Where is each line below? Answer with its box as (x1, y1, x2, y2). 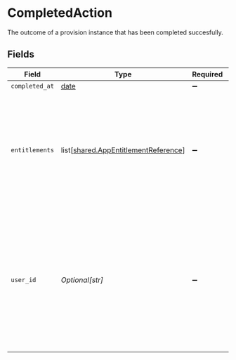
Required (192, 69, 223, 79)
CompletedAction (7, 5, 112, 21)
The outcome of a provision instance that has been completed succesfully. (7, 28, 223, 36)
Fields (7, 48, 35, 60)
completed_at (11, 82, 55, 90)
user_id (11, 276, 37, 284)
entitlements (11, 146, 55, 154)
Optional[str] (60, 275, 104, 285)
